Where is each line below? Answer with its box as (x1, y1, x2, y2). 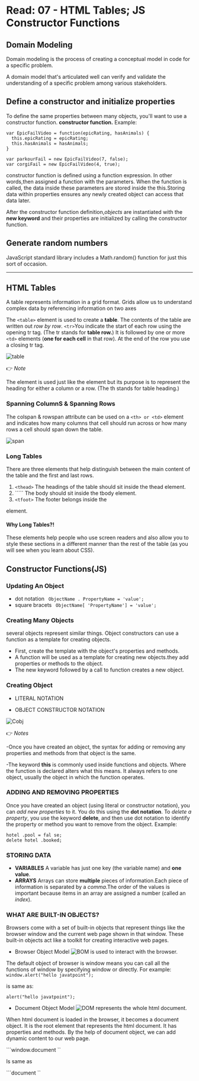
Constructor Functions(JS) (6, 564, 107, 574)
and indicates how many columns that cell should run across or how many (6, 419, 187, 427)
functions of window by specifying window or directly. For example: (6, 966, 172, 973)
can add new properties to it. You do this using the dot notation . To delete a (6, 808, 192, 815)
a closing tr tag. (6, 341, 44, 348)
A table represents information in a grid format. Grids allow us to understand (6, 299, 192, 306)
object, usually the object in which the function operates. (6, 773, 145, 781)
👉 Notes (6, 730, 28, 737)
